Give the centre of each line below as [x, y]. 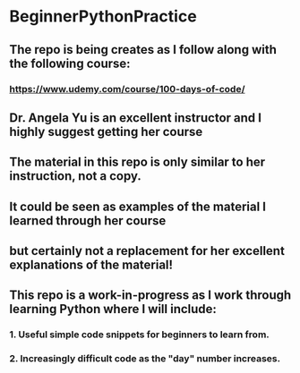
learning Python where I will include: [113, 309]
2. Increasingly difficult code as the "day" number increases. [145, 359]
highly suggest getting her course [106, 131]
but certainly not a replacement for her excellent [147, 251]
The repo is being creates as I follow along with [143, 50]
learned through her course [88, 220]
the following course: [70, 63]
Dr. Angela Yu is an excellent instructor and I [136, 118]
